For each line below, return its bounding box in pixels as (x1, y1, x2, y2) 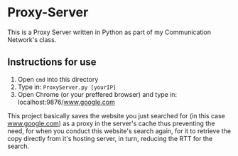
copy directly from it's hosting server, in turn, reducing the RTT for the (7, 134, 213, 142)
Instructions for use (7, 56, 97, 68)
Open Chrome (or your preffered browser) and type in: (17, 90, 178, 98)
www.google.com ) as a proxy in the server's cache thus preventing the (7, 119, 215, 128)
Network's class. (7, 35, 57, 43)
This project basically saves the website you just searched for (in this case (7, 111, 225, 120)
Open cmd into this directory (17, 75, 99, 83)
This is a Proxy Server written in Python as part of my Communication (7, 28, 212, 36)
